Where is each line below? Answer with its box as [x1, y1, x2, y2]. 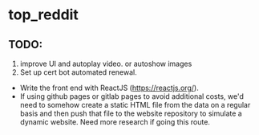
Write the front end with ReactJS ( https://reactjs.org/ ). [19, 83, 199, 92]
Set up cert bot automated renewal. [19, 67, 138, 77]
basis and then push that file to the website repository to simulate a [19, 108, 242, 118]
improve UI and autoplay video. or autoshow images [19, 59, 192, 68]
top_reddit [8, 6, 79, 24]
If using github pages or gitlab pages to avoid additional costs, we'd [19, 92, 245, 101]
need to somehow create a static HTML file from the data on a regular [19, 100, 251, 109]
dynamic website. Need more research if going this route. [19, 117, 211, 126]
